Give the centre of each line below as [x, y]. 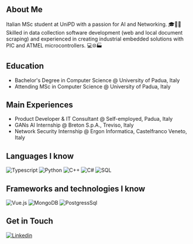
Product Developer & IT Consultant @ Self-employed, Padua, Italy [94, 119]
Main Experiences [39, 105]
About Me [24, 10]
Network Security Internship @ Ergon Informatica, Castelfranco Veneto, [101, 131]
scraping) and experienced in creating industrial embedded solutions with [95, 39]
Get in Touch [30, 221]
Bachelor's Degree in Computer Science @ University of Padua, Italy [97, 80]
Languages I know [40, 156]
